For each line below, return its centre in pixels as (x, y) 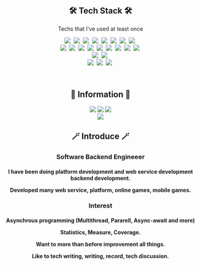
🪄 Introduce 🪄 (100, 137)
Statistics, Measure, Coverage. (100, 232)
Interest (100, 206)
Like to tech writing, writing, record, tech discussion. (100, 256)
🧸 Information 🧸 (100, 95)
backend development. (100, 178)
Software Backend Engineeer (100, 157)
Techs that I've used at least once (100, 29)
